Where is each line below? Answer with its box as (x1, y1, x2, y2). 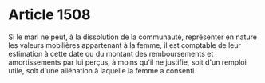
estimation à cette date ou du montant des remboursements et (8, 49, 214, 58)
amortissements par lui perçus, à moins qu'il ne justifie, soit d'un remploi (8, 57, 247, 67)
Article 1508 (8, 6, 91, 24)
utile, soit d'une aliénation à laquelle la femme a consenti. (8, 65, 197, 75)
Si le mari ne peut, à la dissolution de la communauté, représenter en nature (8, 32, 258, 41)
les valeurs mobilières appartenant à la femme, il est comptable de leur (8, 40, 242, 49)
